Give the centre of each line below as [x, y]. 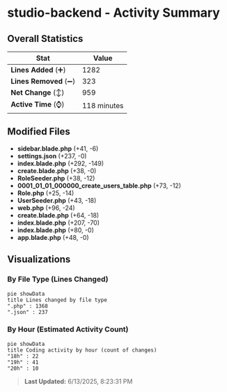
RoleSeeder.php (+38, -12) [56, 178]
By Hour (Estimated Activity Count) [68, 329]
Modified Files [39, 131]
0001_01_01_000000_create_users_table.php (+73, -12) [99, 186]
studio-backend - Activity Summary [114, 13]
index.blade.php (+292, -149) [61, 163]
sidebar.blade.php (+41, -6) [58, 149]
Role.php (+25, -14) [46, 193]
